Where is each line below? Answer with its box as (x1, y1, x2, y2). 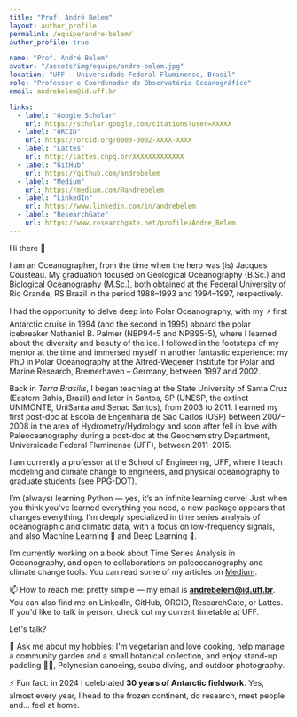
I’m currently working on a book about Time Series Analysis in (9, 548, 236, 558)
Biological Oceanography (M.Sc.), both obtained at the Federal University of (9, 279, 286, 289)
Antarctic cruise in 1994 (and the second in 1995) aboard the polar (9, 319, 251, 329)
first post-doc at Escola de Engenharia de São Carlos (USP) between (9, 411, 261, 422)
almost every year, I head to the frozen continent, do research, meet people (9, 689, 285, 701)
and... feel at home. (9, 699, 80, 710)
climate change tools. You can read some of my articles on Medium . (9, 566, 258, 577)
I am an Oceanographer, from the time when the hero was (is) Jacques (9, 259, 268, 271)
